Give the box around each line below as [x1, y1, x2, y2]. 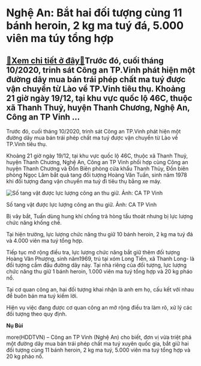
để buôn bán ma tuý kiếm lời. [6, 292, 78, 299]
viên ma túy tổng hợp [6, 32, 114, 45]
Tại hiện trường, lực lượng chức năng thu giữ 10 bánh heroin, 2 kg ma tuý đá [6, 231, 193, 237]
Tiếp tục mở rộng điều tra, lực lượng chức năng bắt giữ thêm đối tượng [6, 249, 180, 255]
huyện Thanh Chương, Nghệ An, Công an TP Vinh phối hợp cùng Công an [6, 159, 188, 165]
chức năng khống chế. [6, 219, 62, 226]
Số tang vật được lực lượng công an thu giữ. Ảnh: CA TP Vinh [6, 201, 157, 208]
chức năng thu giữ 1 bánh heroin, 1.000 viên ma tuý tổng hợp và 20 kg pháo [6, 268, 193, 275]
